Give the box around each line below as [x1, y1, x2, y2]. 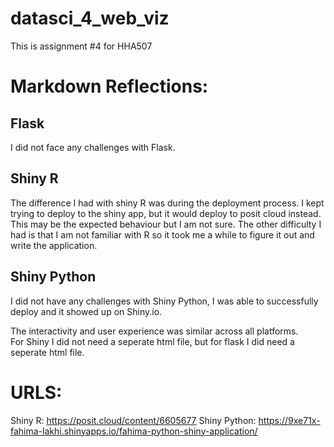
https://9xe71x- [258, 414, 321, 426]
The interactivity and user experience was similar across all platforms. [10, 325, 299, 337]
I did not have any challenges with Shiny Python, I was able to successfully [10, 295, 319, 307]
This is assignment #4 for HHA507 [10, 40, 153, 52]
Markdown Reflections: [10, 75, 209, 98]
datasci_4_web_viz [10, 7, 170, 30]
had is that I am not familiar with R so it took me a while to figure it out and [10, 228, 315, 241]
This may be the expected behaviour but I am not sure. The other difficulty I [10, 218, 322, 230]
